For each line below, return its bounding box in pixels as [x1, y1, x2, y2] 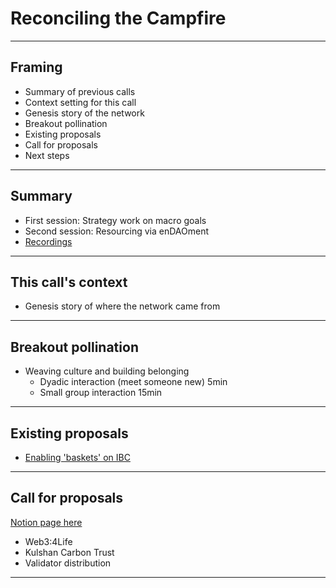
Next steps [24, 149, 70, 161]
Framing [10, 59, 63, 76]
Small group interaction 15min [39, 387, 163, 399]
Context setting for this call [24, 96, 137, 108]
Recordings [24, 235, 73, 247]
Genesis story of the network [24, 107, 145, 119]
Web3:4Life [24, 535, 73, 547]
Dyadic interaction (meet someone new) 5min [39, 376, 228, 388]
